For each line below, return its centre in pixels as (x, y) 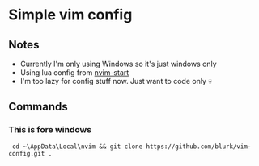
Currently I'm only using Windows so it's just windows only (118, 64)
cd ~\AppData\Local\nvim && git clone (77, 147)
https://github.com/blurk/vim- (199, 147)
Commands (38, 107)
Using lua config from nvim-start (74, 73)
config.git (27, 154)
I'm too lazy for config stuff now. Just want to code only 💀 (116, 81)
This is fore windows (50, 130)
